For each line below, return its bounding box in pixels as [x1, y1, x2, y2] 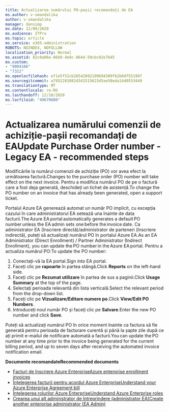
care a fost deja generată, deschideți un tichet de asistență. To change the [5, 184, 160, 191]
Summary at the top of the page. [12, 280, 82, 286]
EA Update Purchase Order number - [5, 141, 161, 152]
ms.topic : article [5, 36, 44, 41]
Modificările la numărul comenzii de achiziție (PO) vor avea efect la [5, 168, 146, 174]
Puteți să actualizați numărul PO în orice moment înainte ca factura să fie [5, 322, 158, 328]
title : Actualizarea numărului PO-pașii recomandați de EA [5, 7, 133, 13]
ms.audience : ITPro [5, 31, 47, 36]
